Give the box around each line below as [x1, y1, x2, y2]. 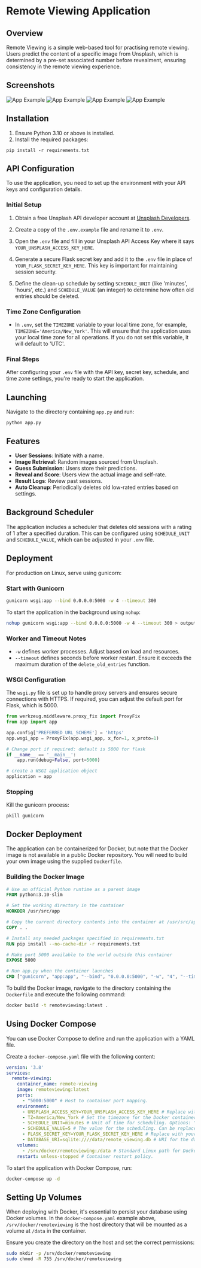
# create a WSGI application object [6, 768, 98, 774]
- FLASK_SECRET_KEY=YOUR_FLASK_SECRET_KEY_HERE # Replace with [22, 1131, 184, 1138]
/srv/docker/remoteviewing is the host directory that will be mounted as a [6, 1221, 187, 1228]
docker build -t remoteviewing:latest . [6, 1002, 109, 1008]
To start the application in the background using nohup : [6, 609, 141, 616]
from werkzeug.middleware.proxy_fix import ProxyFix [6, 713, 141, 719]
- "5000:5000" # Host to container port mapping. [22, 1097, 148, 1103]
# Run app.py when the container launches [6, 968, 114, 974]
